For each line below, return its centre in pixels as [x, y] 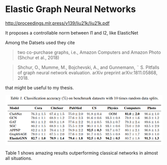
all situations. [19, 158]
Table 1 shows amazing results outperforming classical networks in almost [82, 153]
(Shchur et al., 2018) [38, 57]
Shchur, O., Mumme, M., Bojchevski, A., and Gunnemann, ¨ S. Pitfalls [88, 67]
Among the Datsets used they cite [40, 42]
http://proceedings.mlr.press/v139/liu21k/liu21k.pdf [57, 23]
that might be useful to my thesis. [39, 88]
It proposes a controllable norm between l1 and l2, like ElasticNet [72, 33]
